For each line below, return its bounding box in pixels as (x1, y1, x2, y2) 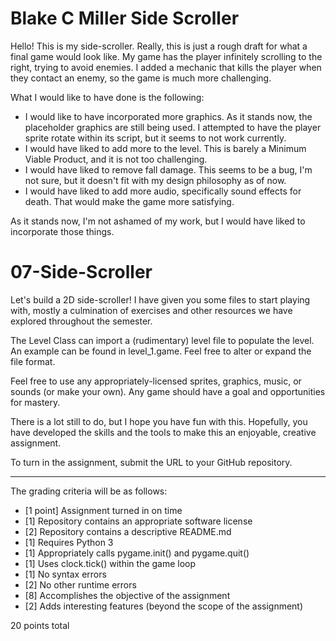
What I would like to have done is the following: (10, 91, 205, 103)
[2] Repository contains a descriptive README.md (24, 525, 232, 537)
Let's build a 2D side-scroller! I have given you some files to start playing (10, 293, 311, 306)
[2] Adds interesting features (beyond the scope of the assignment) (24, 600, 304, 612)
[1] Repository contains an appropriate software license (24, 515, 253, 527)
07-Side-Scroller (10, 261, 153, 284)
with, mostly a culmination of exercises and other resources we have (10, 304, 293, 316)
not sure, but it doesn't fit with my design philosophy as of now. (24, 174, 287, 186)
